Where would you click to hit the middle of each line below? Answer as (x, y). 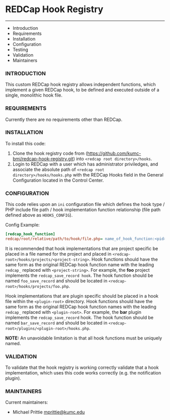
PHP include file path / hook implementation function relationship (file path (83, 210)
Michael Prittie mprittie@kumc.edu (49, 412)
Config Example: (23, 225)
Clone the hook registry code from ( (50, 153)
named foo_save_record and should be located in (56, 281)
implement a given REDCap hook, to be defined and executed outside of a (82, 90)
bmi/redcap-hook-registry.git (43, 158)
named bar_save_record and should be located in (56, 323)
